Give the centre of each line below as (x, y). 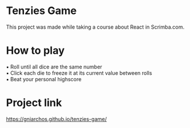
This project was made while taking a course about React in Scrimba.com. (95, 27)
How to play (35, 51)
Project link (34, 103)
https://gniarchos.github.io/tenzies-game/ (56, 119)
